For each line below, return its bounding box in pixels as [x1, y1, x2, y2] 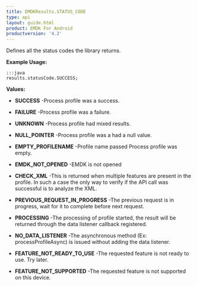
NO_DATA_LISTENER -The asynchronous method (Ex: [14, 232, 147, 239]
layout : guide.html [6, 20, 55, 26]
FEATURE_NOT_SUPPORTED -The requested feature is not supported [14, 268, 186, 275]
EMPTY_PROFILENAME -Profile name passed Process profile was [14, 143, 177, 150]
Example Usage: [6, 59, 47, 66]
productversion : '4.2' [6, 31, 62, 37]
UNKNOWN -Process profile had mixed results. [14, 120, 131, 128]
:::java [6, 70, 26, 76]
